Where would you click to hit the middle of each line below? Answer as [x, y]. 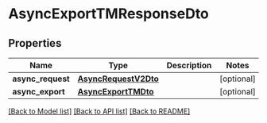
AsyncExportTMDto [116, 92]
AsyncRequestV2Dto [118, 79]
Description [189, 65]
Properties [35, 43]
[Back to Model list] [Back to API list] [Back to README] [99, 111]
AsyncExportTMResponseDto [108, 14]
